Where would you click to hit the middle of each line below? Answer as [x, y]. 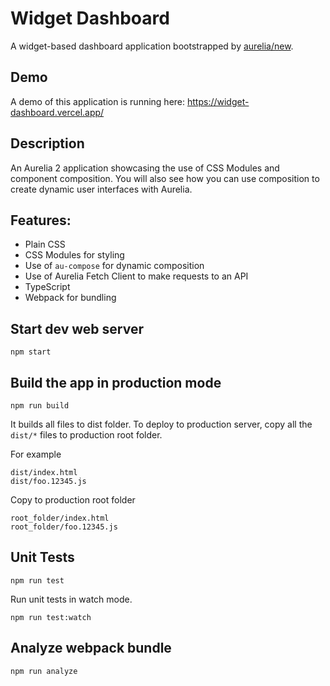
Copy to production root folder [73, 500]
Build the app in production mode [116, 382]
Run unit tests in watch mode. [71, 599]
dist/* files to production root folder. [86, 435]
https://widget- [218, 101]
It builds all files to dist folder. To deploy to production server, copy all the [161, 424]
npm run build [40, 406]
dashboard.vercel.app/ [57, 112]
